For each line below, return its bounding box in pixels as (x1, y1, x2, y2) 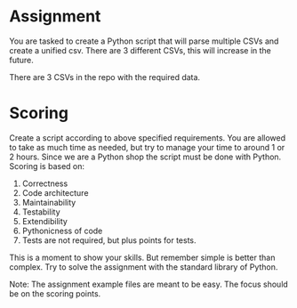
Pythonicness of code (21, 225, 103, 236)
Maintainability (21, 197, 76, 207)
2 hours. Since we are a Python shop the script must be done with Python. (9, 151, 282, 162)
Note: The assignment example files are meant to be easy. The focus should (9, 279, 289, 289)
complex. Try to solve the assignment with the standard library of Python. (9, 261, 278, 272)
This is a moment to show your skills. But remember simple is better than (9, 252, 276, 263)
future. (9, 54, 34, 65)
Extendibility (21, 215, 68, 226)
